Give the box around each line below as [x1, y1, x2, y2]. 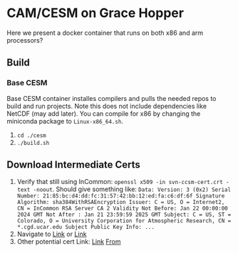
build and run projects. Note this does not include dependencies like [6, 102, 207, 110]
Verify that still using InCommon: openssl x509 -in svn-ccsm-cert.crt [16, 178, 224, 186]
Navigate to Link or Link [16, 230, 87, 239]
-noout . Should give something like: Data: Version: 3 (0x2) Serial [33, 185, 232, 193]
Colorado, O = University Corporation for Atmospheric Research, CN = [16, 217, 232, 225]
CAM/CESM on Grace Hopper [6, 5, 185, 21]
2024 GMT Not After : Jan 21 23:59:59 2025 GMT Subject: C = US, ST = [16, 211, 232, 218]
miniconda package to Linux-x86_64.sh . [6, 117, 124, 125]
